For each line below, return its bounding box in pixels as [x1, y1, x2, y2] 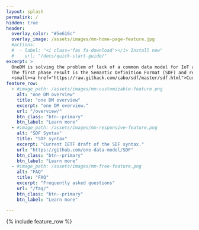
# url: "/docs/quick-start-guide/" [11, 53, 108, 59]
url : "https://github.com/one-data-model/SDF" [17, 147, 134, 153]
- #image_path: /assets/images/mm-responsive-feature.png [11, 125, 158, 131]
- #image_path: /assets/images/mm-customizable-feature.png [11, 86, 163, 92]
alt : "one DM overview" [17, 92, 76, 97]
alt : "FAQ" [17, 169, 44, 175]
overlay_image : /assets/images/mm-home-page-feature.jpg [11, 36, 155, 42]
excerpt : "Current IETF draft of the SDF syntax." [17, 141, 145, 147]
